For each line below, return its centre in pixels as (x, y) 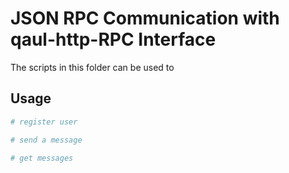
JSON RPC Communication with (145, 18)
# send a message (46, 140)
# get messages (42, 158)
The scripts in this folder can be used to (92, 67)
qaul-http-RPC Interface (113, 39)
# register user (44, 122)
